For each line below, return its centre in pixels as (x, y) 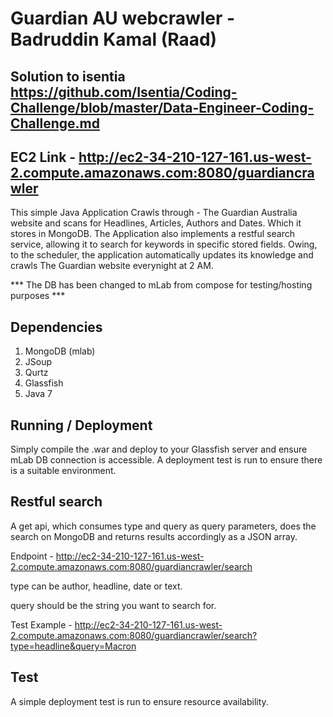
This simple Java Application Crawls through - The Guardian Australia (154, 213)
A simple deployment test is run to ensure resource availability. (139, 701)
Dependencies (56, 327)
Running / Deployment (81, 425)
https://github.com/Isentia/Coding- (124, 92)
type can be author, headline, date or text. (96, 586)
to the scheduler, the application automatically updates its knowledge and (162, 255)
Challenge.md (55, 123)
